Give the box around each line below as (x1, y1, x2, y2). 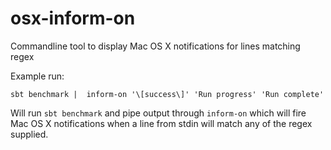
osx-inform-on (10, 7, 136, 30)
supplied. (10, 128, 49, 140)
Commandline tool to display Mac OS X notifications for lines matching (10, 40, 301, 52)
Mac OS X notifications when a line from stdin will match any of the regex (10, 117, 313, 129)
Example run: (10, 70, 65, 82)
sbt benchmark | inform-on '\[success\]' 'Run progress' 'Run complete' (10, 89, 325, 99)
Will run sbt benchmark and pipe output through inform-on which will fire (10, 107, 307, 119)
